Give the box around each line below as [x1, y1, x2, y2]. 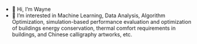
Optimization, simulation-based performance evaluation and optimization [11, 18, 192, 25]
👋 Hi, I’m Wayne [11, 6, 51, 12]
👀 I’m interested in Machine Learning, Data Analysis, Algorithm [11, 12, 166, 19]
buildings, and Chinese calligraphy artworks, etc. [11, 31, 133, 38]
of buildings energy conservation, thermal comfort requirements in [11, 24, 176, 32]
